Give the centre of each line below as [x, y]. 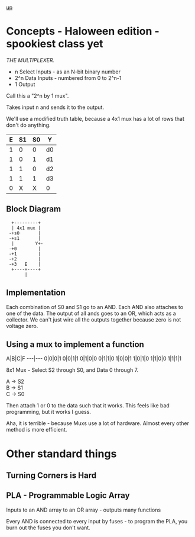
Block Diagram [33, 209]
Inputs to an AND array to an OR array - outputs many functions [84, 510]
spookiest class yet [55, 44]
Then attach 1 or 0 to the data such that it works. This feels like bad [88, 406]
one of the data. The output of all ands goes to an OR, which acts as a [91, 313]
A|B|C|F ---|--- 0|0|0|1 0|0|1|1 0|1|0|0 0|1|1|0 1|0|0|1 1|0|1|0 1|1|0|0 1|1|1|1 [94, 359]
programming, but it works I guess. [49, 412]
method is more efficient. [37, 430]
